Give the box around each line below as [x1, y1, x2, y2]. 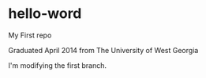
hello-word [8, 5, 82, 23]
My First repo [8, 30, 52, 40]
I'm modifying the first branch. [8, 60, 107, 70]
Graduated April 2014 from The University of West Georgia [8, 45, 199, 55]
